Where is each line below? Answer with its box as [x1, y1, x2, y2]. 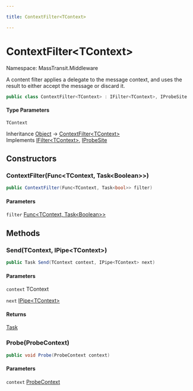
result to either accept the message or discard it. [6, 82, 125, 89]
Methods [6, 228, 40, 238]
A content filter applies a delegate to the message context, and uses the [6, 75, 182, 83]
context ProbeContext [6, 378, 61, 385]
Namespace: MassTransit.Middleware [6, 64, 99, 71]
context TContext [6, 286, 49, 293]
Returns [6, 310, 27, 318]
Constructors [6, 154, 57, 164]
